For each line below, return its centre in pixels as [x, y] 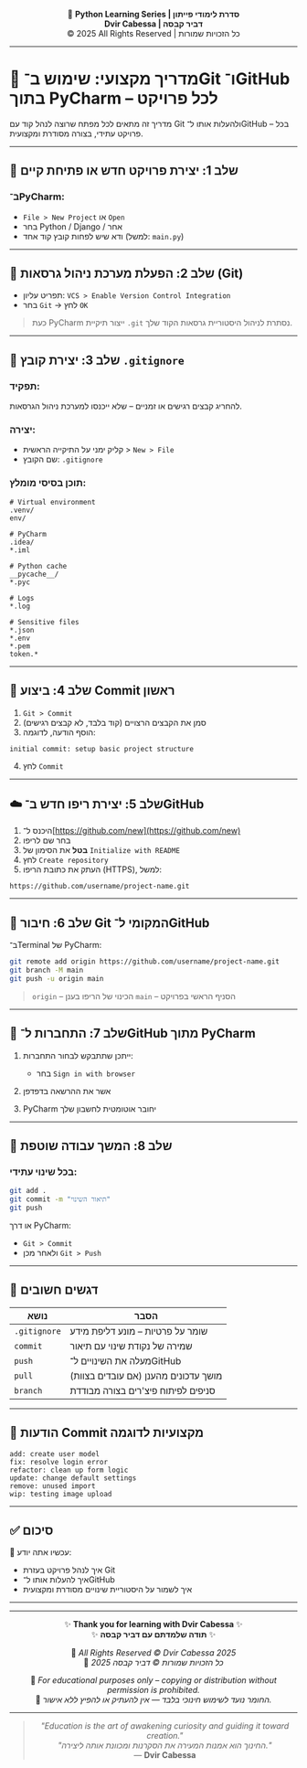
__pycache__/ [34, 574]
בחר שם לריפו [47, 840]
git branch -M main [47, 970]
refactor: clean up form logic [69, 1470]
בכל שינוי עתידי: [43, 1172]
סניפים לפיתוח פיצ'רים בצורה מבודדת [143, 1390]
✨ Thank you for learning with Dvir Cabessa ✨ [153, 1624]
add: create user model [55, 1454]
